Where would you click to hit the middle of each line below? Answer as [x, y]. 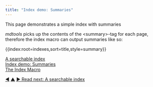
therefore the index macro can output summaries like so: [64, 39]
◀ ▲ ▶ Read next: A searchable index [45, 79]
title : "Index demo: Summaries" [39, 10]
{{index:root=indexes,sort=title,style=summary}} [56, 49]
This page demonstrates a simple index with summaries [63, 24]
